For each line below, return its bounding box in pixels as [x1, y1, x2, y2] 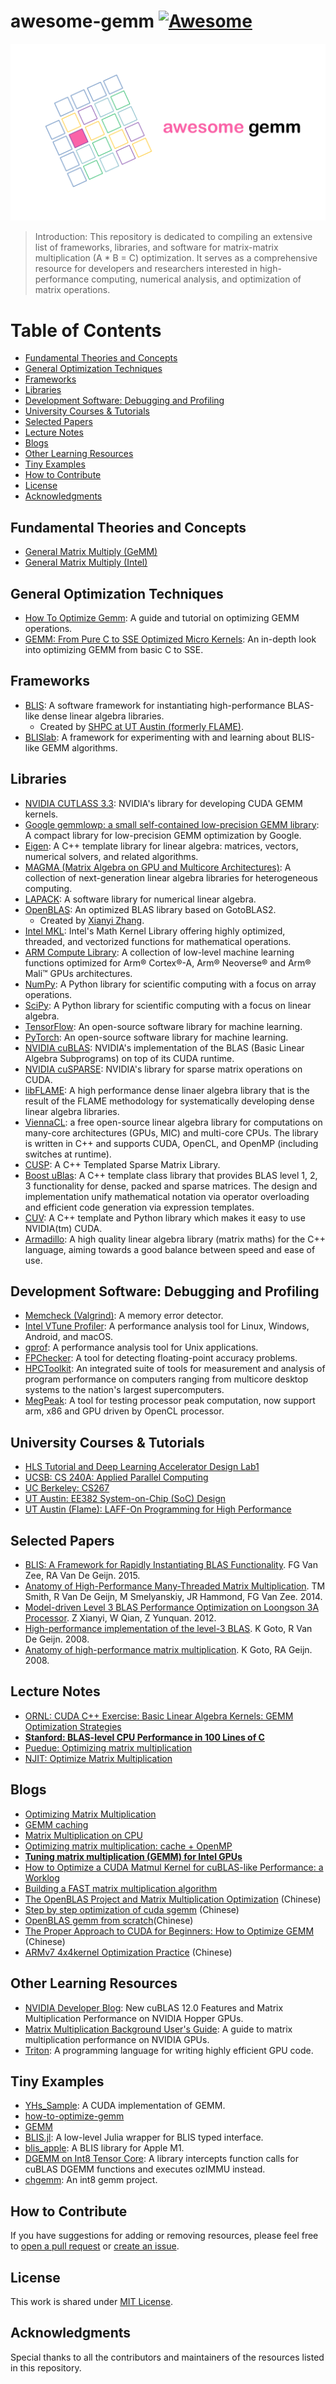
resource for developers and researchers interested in [34, 263, 258, 275]
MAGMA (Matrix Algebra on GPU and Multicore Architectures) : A [24, 861, 292, 873]
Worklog [24, 1871, 60, 1884]
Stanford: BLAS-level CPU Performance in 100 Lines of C [24, 1731, 265, 1743]
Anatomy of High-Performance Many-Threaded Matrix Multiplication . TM [24, 1580, 326, 1592]
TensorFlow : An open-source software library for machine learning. [24, 1020, 303, 1032]
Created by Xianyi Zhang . [39, 914, 145, 926]
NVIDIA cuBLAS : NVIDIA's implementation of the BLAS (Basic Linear [24, 1041, 305, 1054]
